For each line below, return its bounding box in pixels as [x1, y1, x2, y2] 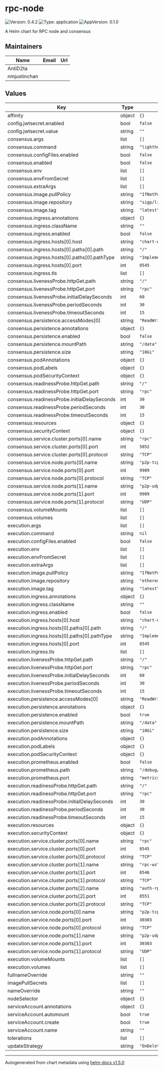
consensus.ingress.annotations [7, 214, 79, 221]
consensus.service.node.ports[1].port [7, 491, 95, 497]
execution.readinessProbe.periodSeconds [7, 806, 103, 813]
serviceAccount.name [7, 1027, 57, 1034]
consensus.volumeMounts [7, 506, 68, 513]
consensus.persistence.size [7, 348, 71, 355]
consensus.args [7, 135, 44, 142]
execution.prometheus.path [7, 766, 70, 773]
